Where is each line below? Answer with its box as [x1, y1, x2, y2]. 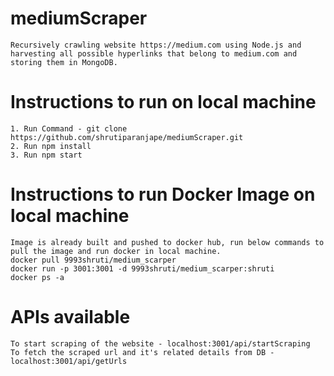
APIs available [10, 306, 131, 328]
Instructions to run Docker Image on [10, 183, 316, 206]
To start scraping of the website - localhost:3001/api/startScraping [10, 338, 311, 349]
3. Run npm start [10, 150, 83, 160]
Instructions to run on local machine [10, 91, 317, 114]
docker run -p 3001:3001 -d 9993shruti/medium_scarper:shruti [10, 263, 275, 274]
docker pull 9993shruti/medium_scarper [10, 255, 177, 265]
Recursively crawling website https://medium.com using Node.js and [10, 40, 302, 50]
